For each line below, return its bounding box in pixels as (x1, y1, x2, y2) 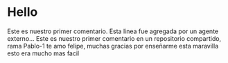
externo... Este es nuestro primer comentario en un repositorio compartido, (7, 34, 222, 42)
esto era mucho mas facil (7, 49, 80, 57)
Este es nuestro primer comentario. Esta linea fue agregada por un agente (7, 27, 219, 35)
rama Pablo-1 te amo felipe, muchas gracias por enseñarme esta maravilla (7, 42, 219, 50)
